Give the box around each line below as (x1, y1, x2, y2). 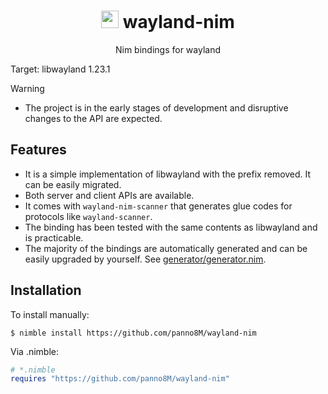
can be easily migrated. (24, 178, 122, 190)
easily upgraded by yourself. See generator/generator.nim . (24, 253, 267, 265)
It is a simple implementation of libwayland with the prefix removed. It (24, 168, 312, 180)
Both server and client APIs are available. (24, 189, 195, 201)
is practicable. (24, 231, 84, 244)
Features (10, 141, 67, 159)
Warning (10, 82, 45, 94)
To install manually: (10, 308, 90, 320)
